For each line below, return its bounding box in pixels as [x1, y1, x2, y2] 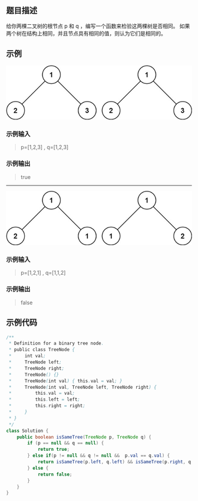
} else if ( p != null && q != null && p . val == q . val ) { [27, 453, 170, 459]
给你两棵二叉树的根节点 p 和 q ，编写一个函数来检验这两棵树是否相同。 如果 [6, 22, 190, 30]
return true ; [37, 447, 70, 453]
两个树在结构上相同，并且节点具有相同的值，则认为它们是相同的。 [6, 30, 166, 37]
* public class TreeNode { [8, 347, 75, 353]
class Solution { [6, 428, 49, 434]
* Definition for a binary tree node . [8, 340, 104, 347]
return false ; [37, 471, 72, 477]
